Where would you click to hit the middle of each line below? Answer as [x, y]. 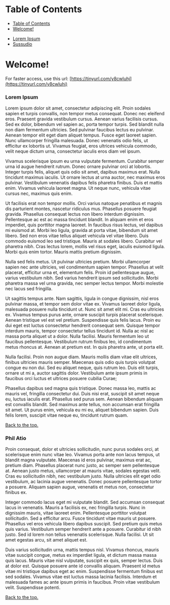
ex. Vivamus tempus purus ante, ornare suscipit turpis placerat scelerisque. [84, 315]
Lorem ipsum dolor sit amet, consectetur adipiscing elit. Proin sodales [78, 108]
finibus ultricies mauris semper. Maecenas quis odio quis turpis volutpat [80, 362]
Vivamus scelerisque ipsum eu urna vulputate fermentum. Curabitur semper [85, 161]
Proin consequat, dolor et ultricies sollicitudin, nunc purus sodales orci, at [82, 449]
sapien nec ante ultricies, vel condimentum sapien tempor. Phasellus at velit [84, 267]
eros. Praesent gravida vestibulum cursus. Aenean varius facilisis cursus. [82, 119]
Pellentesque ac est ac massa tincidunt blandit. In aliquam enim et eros [79, 220]
